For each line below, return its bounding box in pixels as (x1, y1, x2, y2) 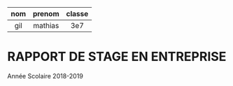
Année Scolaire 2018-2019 (7, 71, 84, 80)
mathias (32, 21, 59, 30)
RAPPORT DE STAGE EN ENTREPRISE (7, 49, 227, 65)
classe (66, 9, 89, 18)
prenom (32, 9, 59, 18)
